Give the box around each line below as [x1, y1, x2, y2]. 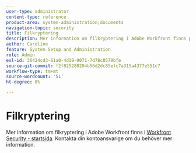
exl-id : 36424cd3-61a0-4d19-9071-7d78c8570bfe [6, 57, 121, 63]
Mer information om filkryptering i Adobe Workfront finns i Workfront [6, 128, 171, 135]
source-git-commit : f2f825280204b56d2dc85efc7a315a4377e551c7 [6, 62, 160, 69]
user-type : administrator [6, 8, 69, 15]
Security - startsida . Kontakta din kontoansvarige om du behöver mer [6, 135, 173, 142]
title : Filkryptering [6, 30, 59, 36]
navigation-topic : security [6, 25, 75, 31]
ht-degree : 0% [6, 79, 41, 85]
